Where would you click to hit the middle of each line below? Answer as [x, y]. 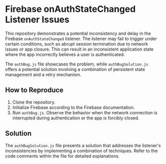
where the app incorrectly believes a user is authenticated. [65, 54]
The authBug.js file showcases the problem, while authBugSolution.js [77, 64]
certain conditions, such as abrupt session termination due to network [77, 44]
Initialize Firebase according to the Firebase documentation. [74, 107]
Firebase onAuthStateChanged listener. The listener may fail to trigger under [81, 39]
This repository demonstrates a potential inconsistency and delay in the [78, 33]
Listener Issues [37, 20]
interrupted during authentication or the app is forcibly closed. [76, 118]
